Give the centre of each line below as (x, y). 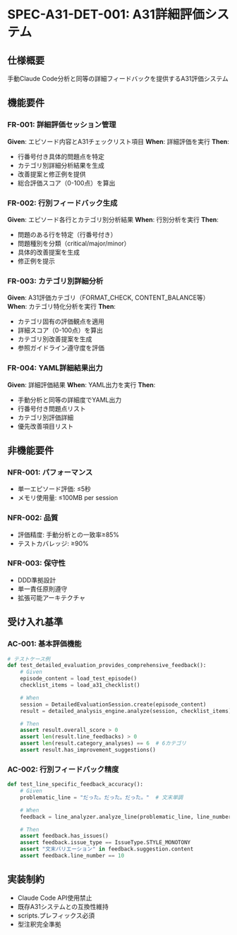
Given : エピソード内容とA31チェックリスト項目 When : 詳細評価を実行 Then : (118, 141)
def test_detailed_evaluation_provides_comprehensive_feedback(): (107, 666)
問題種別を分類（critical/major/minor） (74, 243)
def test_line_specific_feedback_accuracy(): (75, 784)
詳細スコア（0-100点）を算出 (60, 330)
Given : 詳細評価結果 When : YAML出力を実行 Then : (81, 384)
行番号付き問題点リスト (51, 408)
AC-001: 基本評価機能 (44, 644)
